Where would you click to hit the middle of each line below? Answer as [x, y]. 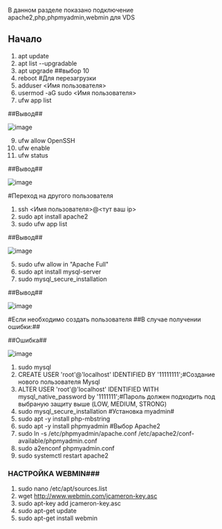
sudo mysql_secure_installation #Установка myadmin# [96, 411]
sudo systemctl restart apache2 [63, 455]
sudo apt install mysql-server [59, 271]
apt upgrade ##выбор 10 [53, 70]
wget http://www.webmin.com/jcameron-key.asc [87, 496]
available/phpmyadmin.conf [57, 441]
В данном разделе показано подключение [71, 10]
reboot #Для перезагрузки [57, 78]
